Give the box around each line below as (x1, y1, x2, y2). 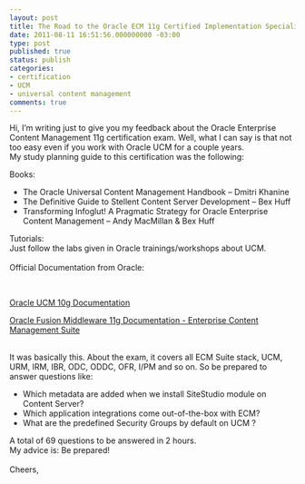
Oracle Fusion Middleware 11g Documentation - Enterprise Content (9, 315, 259, 326)
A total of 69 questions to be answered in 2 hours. (9, 435, 197, 446)
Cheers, (9, 464, 39, 475)
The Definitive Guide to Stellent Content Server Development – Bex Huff (22, 196, 291, 207)
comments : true (9, 97, 67, 107)
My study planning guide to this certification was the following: (9, 152, 245, 163)
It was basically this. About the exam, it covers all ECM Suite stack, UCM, (9, 351, 283, 363)
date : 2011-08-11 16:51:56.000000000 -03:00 (9, 30, 181, 39)
